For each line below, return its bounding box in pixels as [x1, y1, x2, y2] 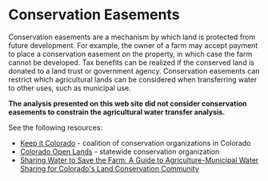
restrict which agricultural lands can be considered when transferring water [8, 74, 258, 84]
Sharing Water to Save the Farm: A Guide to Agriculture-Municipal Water [19, 155, 259, 165]
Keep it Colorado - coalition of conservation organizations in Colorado [19, 138, 251, 147]
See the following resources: [8, 123, 102, 132]
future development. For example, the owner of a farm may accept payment [8, 40, 258, 50]
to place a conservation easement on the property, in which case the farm [8, 49, 253, 58]
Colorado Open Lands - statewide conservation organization [19, 147, 220, 156]
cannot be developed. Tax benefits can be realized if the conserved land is [8, 58, 254, 67]
